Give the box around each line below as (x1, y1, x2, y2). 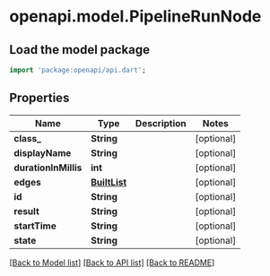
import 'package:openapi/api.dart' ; (9, 65, 146, 74)
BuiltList (91, 176, 127, 188)
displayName (13, 146, 72, 159)
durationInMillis (13, 161, 83, 174)
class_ (13, 132, 42, 144)
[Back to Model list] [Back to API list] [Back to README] (9, 257, 215, 268)
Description (135, 116, 187, 129)
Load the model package (9, 42, 151, 57)
